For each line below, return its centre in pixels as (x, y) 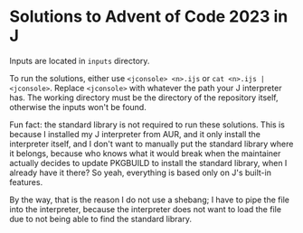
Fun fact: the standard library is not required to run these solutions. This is (147, 125)
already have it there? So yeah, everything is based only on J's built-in (140, 172)
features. (26, 182)
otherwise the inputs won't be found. (78, 107)
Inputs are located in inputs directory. (80, 61)
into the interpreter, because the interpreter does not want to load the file (146, 209)
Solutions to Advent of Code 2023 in (149, 17)
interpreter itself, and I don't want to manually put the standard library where (151, 144)
